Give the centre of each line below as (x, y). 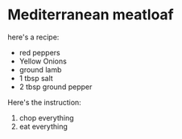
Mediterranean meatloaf (91, 15)
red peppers (40, 52)
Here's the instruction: (44, 102)
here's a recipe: (33, 37)
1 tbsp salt (36, 78)
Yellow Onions (43, 61)
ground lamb (40, 69)
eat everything (43, 126)
